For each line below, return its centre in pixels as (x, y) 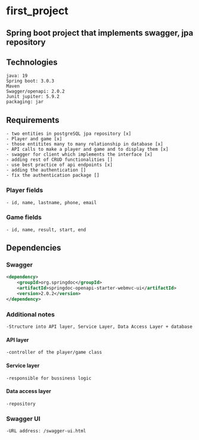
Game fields (24, 217)
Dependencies (34, 248)
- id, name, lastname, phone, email (51, 202)
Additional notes (31, 314)
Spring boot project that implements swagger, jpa (100, 33)
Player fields (25, 190)
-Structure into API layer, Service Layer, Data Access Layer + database (99, 327)
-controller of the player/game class (54, 352)
